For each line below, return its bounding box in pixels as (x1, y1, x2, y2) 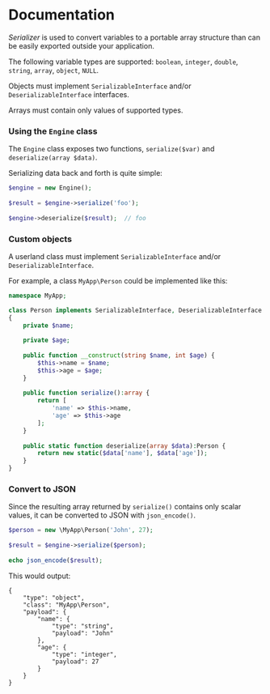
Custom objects (8, 233, 73, 245)
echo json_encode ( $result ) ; (8, 556, 103, 564)
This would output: (8, 571, 71, 581)
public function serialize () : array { (23, 389, 150, 398)
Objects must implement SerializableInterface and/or (8, 81, 192, 91)
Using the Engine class (8, 126, 98, 137)
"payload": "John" (51, 629, 114, 637)
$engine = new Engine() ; (8, 184, 92, 192)
